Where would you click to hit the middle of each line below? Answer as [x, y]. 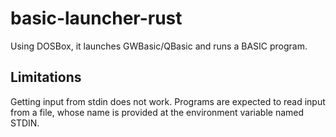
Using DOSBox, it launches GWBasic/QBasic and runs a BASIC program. [159, 46]
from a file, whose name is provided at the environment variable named [157, 112]
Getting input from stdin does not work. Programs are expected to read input [168, 101]
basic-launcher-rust [96, 18]
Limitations [46, 77]
